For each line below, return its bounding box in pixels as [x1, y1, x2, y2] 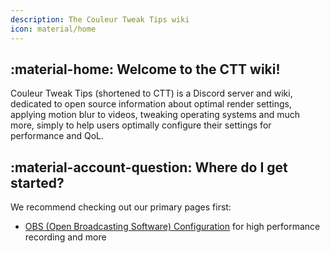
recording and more [24, 231, 107, 243]
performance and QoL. [10, 130, 105, 142]
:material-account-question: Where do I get [10, 159, 288, 176]
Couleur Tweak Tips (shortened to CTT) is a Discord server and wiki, [10, 87, 293, 100]
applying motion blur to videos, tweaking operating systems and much [10, 109, 301, 121]
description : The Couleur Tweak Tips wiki [10, 14, 190, 25]
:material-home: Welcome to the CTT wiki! [10, 61, 281, 78]
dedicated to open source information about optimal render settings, [10, 98, 292, 110]
